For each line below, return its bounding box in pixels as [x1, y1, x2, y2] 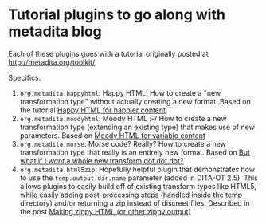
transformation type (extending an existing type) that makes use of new [19, 122, 255, 132]
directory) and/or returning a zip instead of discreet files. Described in [19, 198, 250, 208]
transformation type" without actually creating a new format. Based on [19, 96, 251, 106]
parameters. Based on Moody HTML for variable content [19, 130, 205, 140]
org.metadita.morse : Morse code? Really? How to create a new [19, 139, 227, 148]
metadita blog [8, 22, 102, 41]
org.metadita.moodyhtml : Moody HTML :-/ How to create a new [19, 113, 227, 123]
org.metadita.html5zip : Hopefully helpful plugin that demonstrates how [19, 164, 256, 174]
